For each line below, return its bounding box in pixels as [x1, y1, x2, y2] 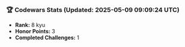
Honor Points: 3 [14, 28, 55, 35]
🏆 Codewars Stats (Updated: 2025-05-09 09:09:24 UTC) [6, 5, 180, 14]
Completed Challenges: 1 [14, 34, 80, 41]
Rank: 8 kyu [14, 21, 45, 29]
